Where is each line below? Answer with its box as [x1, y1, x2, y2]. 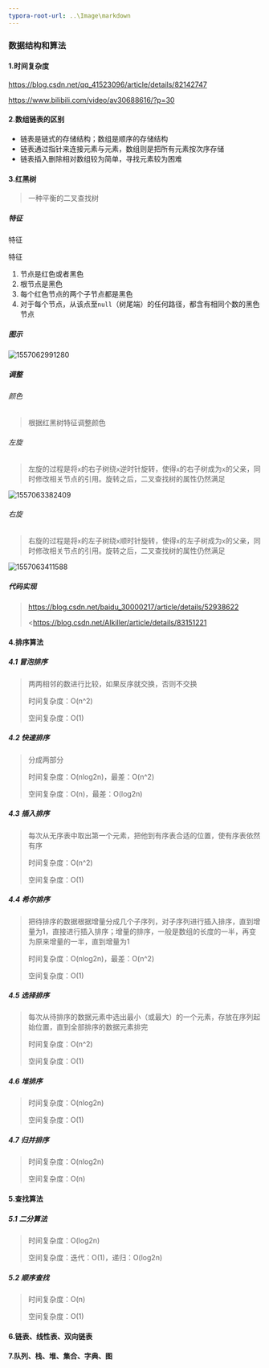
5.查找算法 [8, 1194, 44, 1204]
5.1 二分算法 [8, 1214, 48, 1223]
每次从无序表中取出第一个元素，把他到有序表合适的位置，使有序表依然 [27, 830, 261, 840]
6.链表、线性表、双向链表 [8, 1331, 93, 1341]
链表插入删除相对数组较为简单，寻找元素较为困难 [19, 154, 182, 163]
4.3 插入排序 [8, 809, 50, 818]
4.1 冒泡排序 [8, 657, 48, 667]
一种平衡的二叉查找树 [27, 194, 99, 203]
